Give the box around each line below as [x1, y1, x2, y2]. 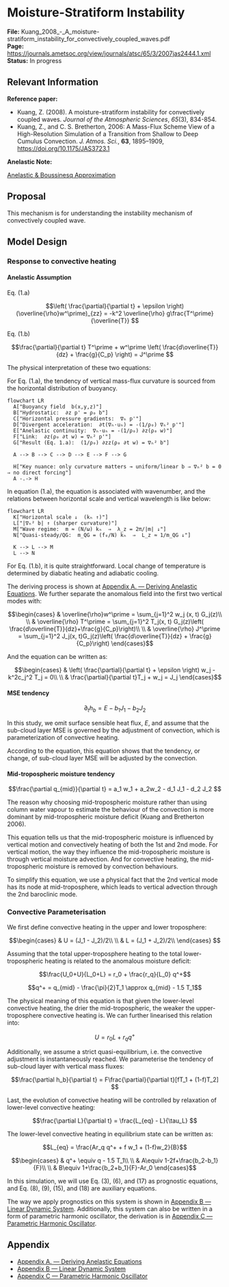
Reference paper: [7, 95, 58, 103]
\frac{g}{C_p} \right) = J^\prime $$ [75, 351, 174, 359]
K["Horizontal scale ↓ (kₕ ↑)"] [13, 514, 109, 521]
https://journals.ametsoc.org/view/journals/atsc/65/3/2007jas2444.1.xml [7, 49, 211, 58]
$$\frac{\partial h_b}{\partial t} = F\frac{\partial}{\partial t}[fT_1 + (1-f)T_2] [11, 1075, 219, 1084]
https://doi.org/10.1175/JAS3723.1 [16, 144, 110, 152]
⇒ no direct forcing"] [7, 469, 72, 477]
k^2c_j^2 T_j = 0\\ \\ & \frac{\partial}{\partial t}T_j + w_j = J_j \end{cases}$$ [8, 673, 222, 682]
